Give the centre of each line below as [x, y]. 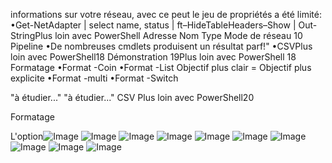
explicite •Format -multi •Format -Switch [94, 78]
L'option [27, 136]
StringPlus [31, 35]
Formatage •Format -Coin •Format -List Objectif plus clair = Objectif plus [161, 67]
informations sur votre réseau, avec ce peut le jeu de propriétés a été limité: [166, 14]
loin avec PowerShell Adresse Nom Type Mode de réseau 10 [178, 35]
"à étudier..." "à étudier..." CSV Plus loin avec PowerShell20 [132, 97]
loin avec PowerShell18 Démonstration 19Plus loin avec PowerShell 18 [153, 57]
